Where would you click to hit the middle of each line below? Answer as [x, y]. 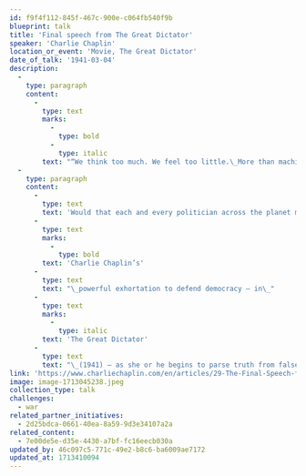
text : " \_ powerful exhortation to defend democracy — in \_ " [158, 289]
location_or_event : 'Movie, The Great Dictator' [103, 52]
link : [20, 373]
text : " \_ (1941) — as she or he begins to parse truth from [158, 365]
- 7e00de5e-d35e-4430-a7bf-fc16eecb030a [95, 441]
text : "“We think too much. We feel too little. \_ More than [158, 162]
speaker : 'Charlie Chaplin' [63, 43]
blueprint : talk [40, 26]
